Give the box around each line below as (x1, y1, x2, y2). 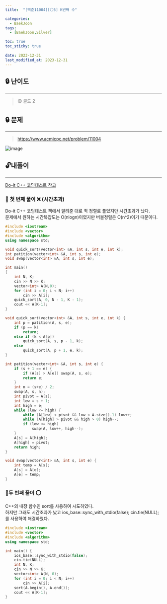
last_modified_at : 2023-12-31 (5, 58, 68, 63)
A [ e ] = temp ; (14, 472, 41, 477)
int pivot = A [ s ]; (14, 394, 52, 399)
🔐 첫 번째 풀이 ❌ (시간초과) (5, 196, 65, 203)
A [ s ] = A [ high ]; (14, 435, 48, 440)
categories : (5, 16, 30, 21)
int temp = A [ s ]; (14, 463, 50, 468)
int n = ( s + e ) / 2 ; (14, 384, 55, 390)
